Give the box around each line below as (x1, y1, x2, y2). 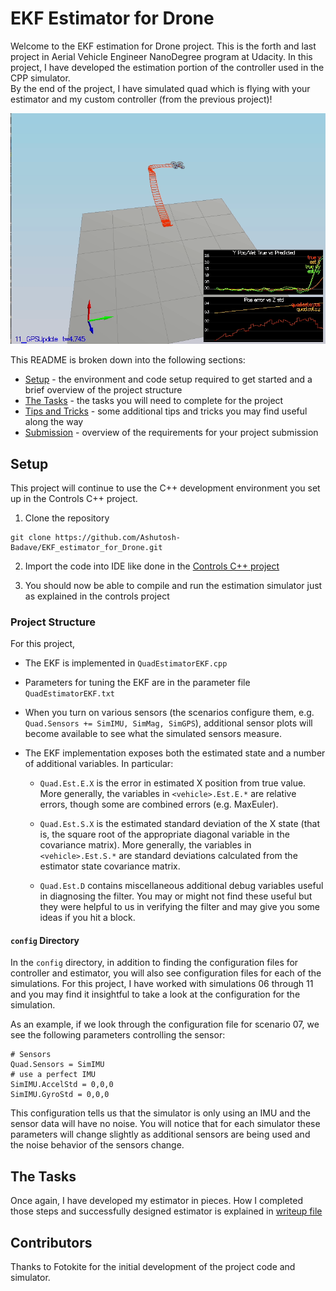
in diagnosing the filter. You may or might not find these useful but (39, 890, 313, 902)
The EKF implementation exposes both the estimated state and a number (24, 747, 326, 759)
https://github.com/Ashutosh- (54, 532, 182, 542)
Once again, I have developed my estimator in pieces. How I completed (10, 1195, 303, 1207)
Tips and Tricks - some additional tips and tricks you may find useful (24, 405, 308, 417)
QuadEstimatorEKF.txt (24, 689, 115, 699)
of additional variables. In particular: (24, 758, 174, 770)
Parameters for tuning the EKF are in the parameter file (24, 677, 251, 689)
